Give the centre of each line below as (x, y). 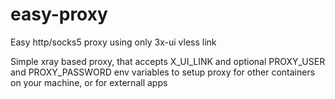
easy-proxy (59, 14)
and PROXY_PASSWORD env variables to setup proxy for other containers (163, 72)
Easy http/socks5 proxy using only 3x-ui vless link (113, 42)
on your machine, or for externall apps (89, 82)
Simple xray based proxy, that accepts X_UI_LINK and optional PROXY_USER (168, 61)
